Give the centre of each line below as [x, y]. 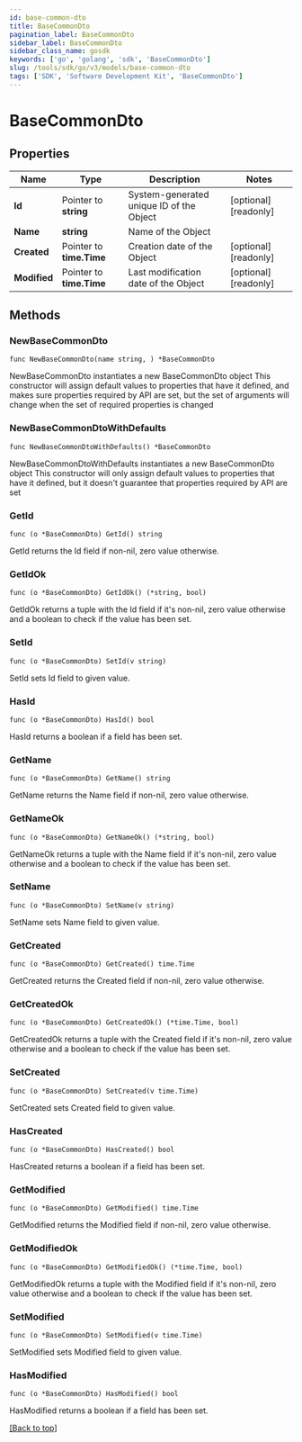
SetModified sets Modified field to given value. [96, 1352]
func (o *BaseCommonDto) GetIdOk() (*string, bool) [108, 593]
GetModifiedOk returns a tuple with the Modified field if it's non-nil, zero [143, 1284]
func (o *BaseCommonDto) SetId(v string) [88, 661]
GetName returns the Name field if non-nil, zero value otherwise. [129, 795]
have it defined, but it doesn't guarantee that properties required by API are [148, 482]
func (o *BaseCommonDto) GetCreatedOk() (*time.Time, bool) [124, 1023]
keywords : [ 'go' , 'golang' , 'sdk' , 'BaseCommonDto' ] [110, 59]
